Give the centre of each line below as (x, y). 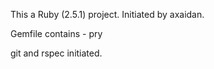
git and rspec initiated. (56, 53)
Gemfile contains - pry (56, 33)
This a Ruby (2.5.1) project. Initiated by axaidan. (107, 14)
